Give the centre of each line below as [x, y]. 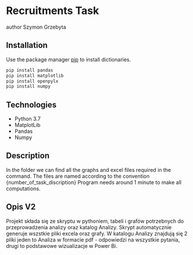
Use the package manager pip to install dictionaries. [69, 59]
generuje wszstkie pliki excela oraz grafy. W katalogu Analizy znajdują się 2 [97, 233]
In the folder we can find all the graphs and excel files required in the [89, 170]
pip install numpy [28, 87]
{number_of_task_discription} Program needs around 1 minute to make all [94, 182]
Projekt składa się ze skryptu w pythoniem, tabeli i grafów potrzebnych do [95, 221]
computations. [23, 188]
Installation [27, 45]
